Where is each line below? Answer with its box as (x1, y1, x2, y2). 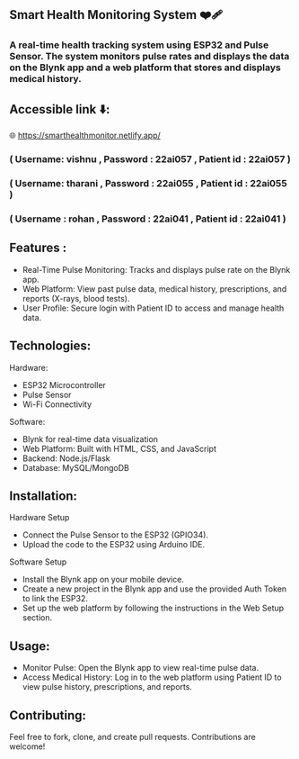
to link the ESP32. (22, 593, 88, 604)
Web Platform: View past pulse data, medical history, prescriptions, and (22, 283, 287, 294)
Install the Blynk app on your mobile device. (22, 574, 184, 585)
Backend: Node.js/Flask (22, 453, 110, 464)
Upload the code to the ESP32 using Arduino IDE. (22, 539, 206, 550)
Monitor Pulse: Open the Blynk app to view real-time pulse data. (22, 663, 259, 673)
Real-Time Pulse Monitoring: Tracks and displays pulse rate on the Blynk (22, 264, 291, 275)
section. (22, 612, 53, 623)
